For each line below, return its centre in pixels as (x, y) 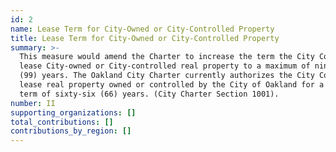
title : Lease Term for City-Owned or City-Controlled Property (145, 38)
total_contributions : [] (62, 122)
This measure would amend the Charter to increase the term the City (167, 57)
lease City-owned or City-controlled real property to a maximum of (165, 66)
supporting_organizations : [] (73, 112)
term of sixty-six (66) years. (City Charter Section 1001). (149, 94)
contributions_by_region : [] (71, 131)
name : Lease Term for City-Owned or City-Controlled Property (142, 29)
